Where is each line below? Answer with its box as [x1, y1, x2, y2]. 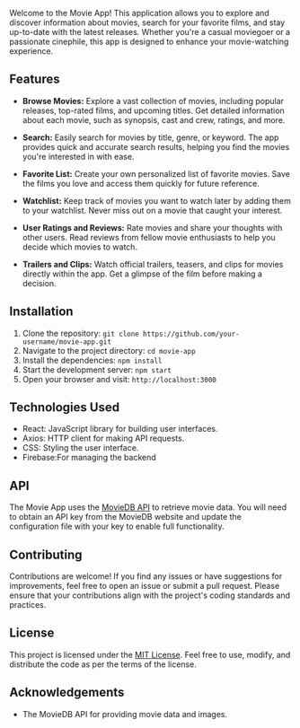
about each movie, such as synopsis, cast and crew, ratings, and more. [22, 114, 286, 125]
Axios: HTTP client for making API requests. [22, 433, 185, 443]
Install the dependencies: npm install [22, 355, 163, 365]
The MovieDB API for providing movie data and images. [22, 708, 227, 719]
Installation [9, 304, 74, 320]
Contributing [9, 547, 83, 562]
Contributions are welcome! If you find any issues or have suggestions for [9, 571, 283, 582]
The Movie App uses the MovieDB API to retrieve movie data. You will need [9, 502, 287, 513]
